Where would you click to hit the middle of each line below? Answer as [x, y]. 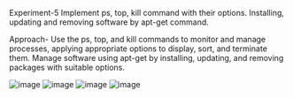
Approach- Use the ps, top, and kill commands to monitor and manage [138, 39]
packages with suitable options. [67, 67]
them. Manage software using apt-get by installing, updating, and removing [146, 58]
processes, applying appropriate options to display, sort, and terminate [139, 49]
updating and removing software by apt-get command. [109, 22]
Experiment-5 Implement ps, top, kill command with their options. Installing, [147, 13]
